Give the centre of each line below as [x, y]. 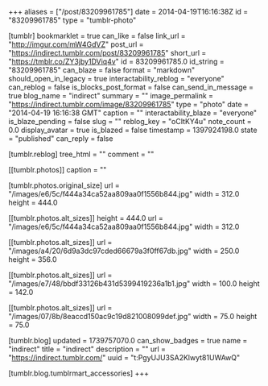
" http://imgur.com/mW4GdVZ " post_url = [76, 44]
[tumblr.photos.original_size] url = [64, 185]
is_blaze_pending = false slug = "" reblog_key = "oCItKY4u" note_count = [130, 121]
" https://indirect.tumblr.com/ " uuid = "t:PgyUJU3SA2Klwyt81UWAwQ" [124, 357]
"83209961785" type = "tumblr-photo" [72, 20]
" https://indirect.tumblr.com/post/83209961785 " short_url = [107, 53]
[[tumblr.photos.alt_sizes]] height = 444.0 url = [86, 218]
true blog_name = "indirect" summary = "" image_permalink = [111, 95]
